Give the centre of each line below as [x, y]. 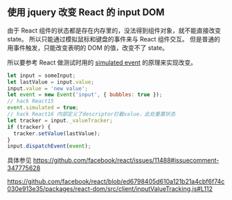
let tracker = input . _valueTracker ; [60, 120]
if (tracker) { [29, 127]
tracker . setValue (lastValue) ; [57, 134]
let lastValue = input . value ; [51, 82]
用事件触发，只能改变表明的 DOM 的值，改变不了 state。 [88, 48]
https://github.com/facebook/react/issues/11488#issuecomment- [126, 161]
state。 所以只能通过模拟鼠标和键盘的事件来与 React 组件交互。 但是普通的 [114, 39]
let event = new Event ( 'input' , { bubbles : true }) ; [85, 95]
